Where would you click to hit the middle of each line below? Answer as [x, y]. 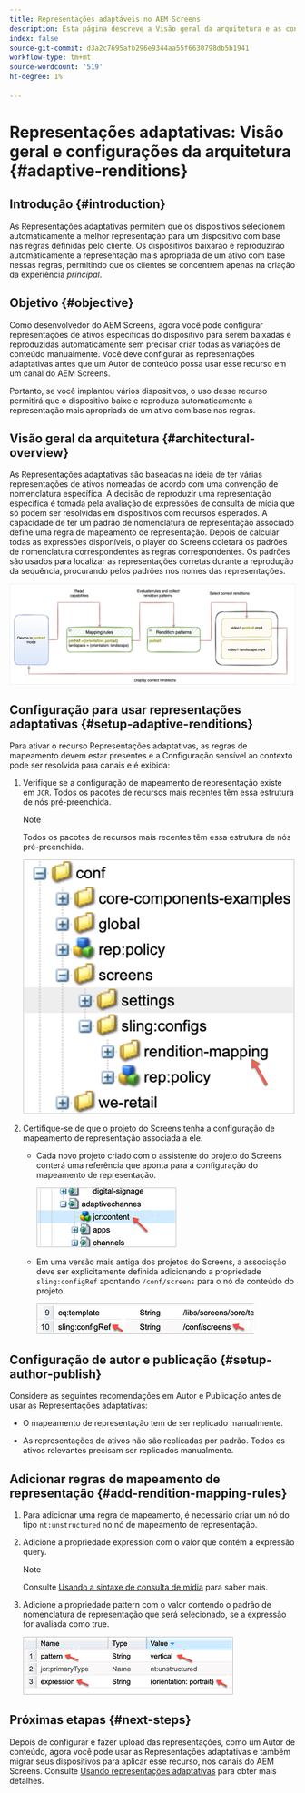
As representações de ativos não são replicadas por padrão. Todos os [154, 1441]
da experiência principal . [56, 274]
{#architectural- [209, 438]
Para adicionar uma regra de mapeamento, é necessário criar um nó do [156, 1515]
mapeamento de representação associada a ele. [113, 1138]
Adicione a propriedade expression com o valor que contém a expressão [158, 1542]
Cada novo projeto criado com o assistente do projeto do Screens [159, 1156]
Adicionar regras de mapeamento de [115, 1479]
